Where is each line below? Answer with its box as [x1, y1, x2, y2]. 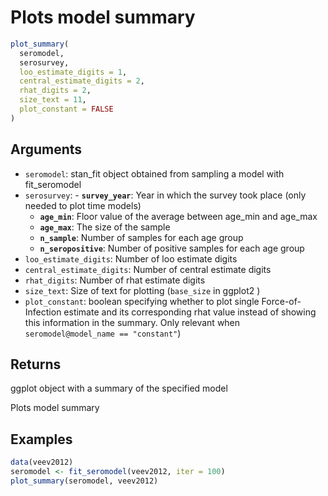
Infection [24, 306, 62, 318]
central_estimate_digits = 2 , [19, 76, 145, 86]
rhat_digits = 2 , [19, 86, 92, 96]
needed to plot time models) [24, 199, 142, 211]
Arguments [10, 141, 83, 158]
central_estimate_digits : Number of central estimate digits [24, 263, 272, 275]
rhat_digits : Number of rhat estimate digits [24, 274, 206, 286]
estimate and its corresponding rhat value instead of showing [63, 306, 317, 318]
